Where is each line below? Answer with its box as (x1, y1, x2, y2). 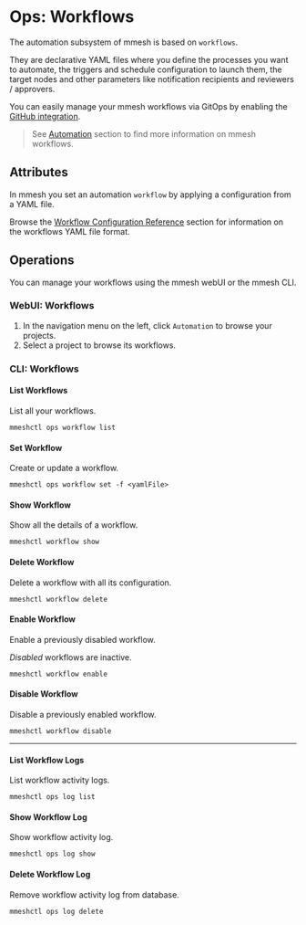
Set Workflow (9, 442, 63, 453)
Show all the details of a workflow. (9, 520, 138, 531)
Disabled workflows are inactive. (9, 651, 132, 663)
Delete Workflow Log (9, 869, 91, 879)
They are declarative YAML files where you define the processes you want (9, 54, 289, 65)
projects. (22, 330, 56, 341)
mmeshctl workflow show (9, 537, 100, 547)
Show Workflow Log (9, 811, 88, 823)
